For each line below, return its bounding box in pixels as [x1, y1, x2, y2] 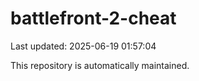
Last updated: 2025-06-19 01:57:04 [10, 40, 157, 52]
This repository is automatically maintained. [10, 59, 190, 71]
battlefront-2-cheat [10, 7, 177, 30]
